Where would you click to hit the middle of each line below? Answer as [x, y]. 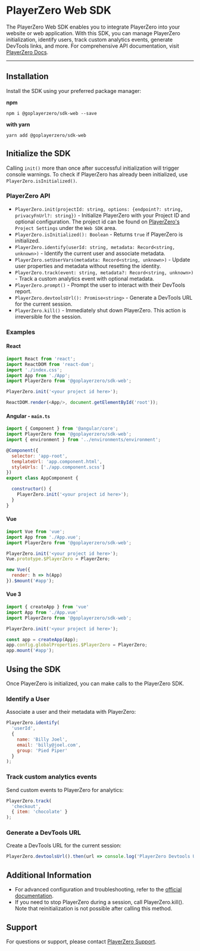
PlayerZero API [28, 196]
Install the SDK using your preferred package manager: [74, 91]
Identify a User [28, 699]
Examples [21, 332]
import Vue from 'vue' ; [36, 532]
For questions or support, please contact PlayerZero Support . [81, 941]
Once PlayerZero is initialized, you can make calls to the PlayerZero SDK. [95, 683]
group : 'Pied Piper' [42, 750]
